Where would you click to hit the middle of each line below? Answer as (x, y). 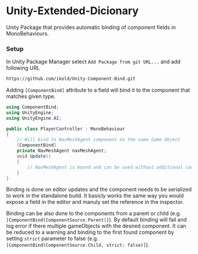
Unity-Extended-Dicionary (72, 11)
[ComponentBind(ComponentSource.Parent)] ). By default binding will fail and (97, 220)
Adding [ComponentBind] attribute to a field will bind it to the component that (98, 90)
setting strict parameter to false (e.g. (52, 239)
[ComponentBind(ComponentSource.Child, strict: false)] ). (78, 245)
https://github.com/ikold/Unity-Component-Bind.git (71, 79)
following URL (23, 68)
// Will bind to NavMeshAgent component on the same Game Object (99, 140)
